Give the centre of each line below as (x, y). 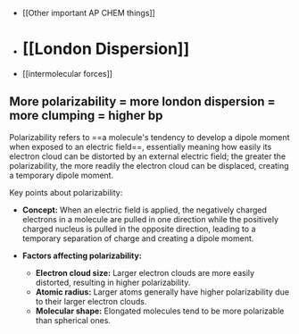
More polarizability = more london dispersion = (142, 102)
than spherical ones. (73, 320)
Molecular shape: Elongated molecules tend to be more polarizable (160, 311)
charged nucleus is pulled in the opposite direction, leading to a (139, 229)
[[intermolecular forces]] (67, 73)
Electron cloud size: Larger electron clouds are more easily (145, 272)
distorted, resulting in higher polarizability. (113, 282)
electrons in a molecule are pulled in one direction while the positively (150, 219)
